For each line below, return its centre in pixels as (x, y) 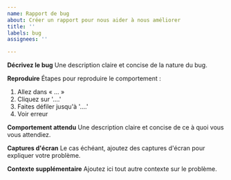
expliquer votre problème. (44, 156)
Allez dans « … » (41, 92)
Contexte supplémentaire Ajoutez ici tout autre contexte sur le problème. (112, 169)
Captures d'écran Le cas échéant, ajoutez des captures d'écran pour (106, 148)
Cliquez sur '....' (39, 99)
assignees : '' (28, 39)
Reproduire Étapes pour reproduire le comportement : (84, 79)
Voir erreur (33, 114)
